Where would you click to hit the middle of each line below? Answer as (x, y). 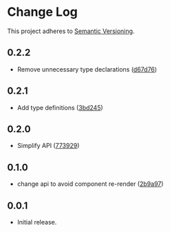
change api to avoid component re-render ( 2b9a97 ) (90, 184)
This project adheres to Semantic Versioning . (71, 31)
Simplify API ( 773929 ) (48, 146)
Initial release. (37, 222)
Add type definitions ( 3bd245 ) (60, 107)
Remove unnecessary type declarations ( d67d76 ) (87, 69)
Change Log (42, 12)
